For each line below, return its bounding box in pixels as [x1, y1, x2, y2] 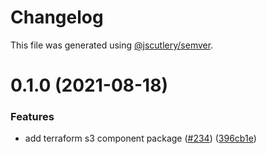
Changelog [10, 6, 104, 29]
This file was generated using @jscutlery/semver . [10, 39, 214, 51]
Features [10, 110, 55, 124]
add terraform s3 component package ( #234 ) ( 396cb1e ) [24, 132, 257, 145]
